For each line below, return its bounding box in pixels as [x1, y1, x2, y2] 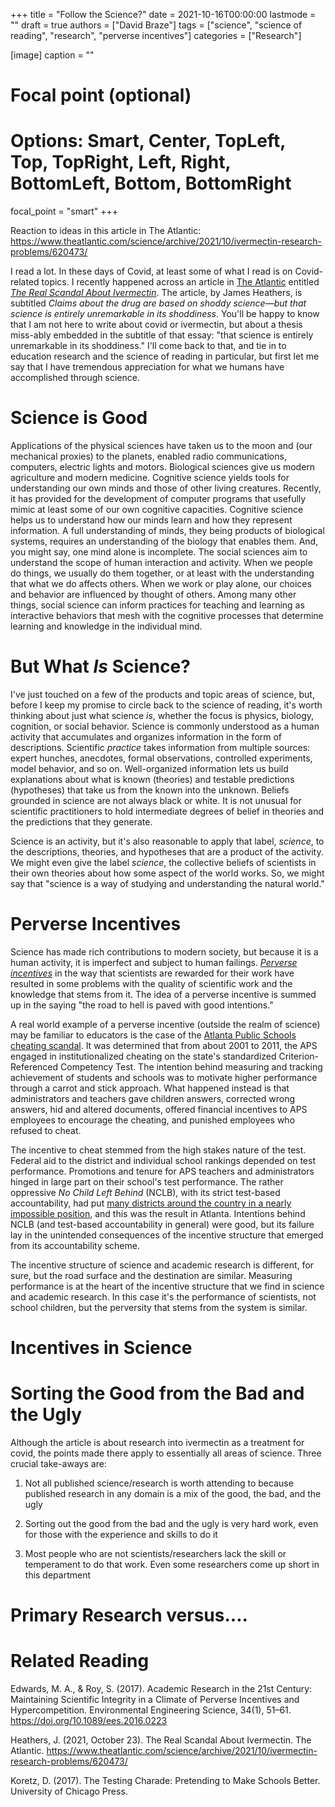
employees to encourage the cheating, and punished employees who [10, 1114, 296, 1126]
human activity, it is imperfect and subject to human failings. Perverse [10, 956, 298, 968]
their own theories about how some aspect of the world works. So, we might [10, 867, 325, 879]
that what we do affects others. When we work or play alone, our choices [10, 578, 312, 590]
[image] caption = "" [10, 49, 95, 61]
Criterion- [278, 1050, 320, 1062]
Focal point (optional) [10, 84, 192, 107]
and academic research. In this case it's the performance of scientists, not [10, 1290, 317, 1303]
